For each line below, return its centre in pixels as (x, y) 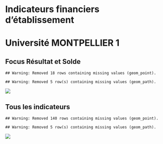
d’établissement (40, 20)
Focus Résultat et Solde (43, 61)
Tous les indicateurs (38, 107)
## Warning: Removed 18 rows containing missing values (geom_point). (81, 73)
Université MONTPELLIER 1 (62, 43)
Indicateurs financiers (52, 9)
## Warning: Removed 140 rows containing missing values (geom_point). (82, 118)
